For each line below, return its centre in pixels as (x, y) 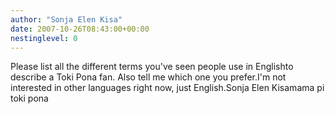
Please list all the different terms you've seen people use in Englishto (152, 67)
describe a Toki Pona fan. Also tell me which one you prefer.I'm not (148, 77)
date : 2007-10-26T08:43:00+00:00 (80, 29)
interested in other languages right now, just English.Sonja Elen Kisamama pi (167, 88)
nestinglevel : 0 (44, 38)
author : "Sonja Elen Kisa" (66, 19)
